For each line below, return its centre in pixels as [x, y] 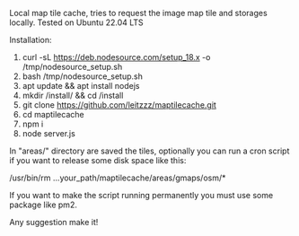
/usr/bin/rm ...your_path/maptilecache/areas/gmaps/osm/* [118, 178]
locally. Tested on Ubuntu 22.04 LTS [76, 22]
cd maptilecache [53, 114]
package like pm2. [44, 205]
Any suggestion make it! [54, 222]
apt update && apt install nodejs [81, 86]
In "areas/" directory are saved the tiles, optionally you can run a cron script [149, 151]
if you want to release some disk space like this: [98, 160]
